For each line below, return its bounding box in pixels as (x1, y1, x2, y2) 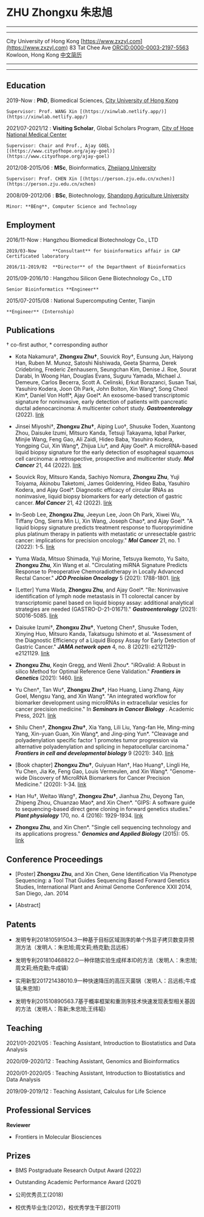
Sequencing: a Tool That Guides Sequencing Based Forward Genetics (15, 877, 190, 884)
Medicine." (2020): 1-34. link (15, 781, 87, 788)
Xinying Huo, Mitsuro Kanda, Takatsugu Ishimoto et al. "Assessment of (15, 630, 192, 638)
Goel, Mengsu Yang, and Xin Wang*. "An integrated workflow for (15, 692, 177, 700)
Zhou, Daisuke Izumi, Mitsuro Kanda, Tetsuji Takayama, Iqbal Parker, (15, 429, 186, 436)
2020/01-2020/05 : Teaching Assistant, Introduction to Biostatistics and (6, 1069, 185, 1077)
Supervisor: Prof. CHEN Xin (6, 176, 78, 182)
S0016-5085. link (15, 612, 58, 619)
